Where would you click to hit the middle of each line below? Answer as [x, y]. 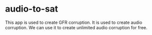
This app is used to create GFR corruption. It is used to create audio [74, 22]
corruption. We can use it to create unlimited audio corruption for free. [76, 27]
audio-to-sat [31, 9]
